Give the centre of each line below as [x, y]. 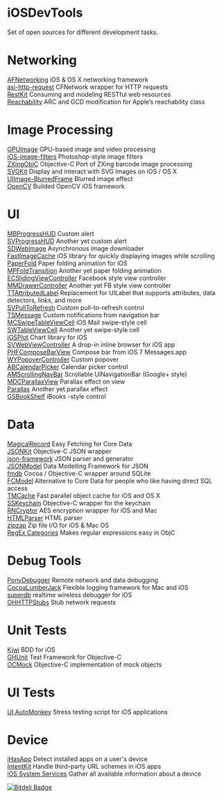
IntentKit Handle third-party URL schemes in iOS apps [84, 767]
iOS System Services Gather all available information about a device [104, 774]
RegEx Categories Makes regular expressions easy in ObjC [91, 532]
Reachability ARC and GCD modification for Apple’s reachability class [106, 102]
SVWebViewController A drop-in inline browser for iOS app [91, 344]
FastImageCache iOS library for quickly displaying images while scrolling [111, 256]
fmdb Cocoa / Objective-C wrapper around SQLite [79, 473]
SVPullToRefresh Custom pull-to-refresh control [76, 307]
